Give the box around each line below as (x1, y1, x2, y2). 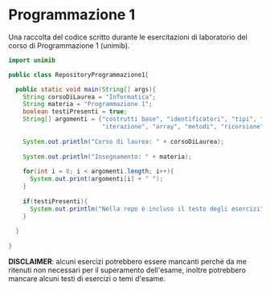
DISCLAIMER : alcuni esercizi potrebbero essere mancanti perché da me (8, 256, 247, 266)
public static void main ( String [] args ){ (15, 85, 157, 93)
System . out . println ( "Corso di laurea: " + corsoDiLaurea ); (22, 137, 225, 145)
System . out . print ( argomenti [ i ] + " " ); (29, 175, 163, 183)
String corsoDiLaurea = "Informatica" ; (22, 92, 157, 101)
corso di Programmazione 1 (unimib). (8, 40, 130, 50)
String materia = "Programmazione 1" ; (22, 100, 153, 108)
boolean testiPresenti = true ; (22, 108, 128, 116)
